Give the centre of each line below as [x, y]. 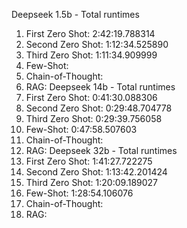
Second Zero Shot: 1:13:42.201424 [96, 172]
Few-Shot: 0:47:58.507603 [81, 129]
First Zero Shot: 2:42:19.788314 [90, 33]
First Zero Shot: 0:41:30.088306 [91, 97]
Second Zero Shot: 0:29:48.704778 [99, 108]
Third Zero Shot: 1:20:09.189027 [92, 182]
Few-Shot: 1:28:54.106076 [79, 193]
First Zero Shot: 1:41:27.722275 [89, 161]
